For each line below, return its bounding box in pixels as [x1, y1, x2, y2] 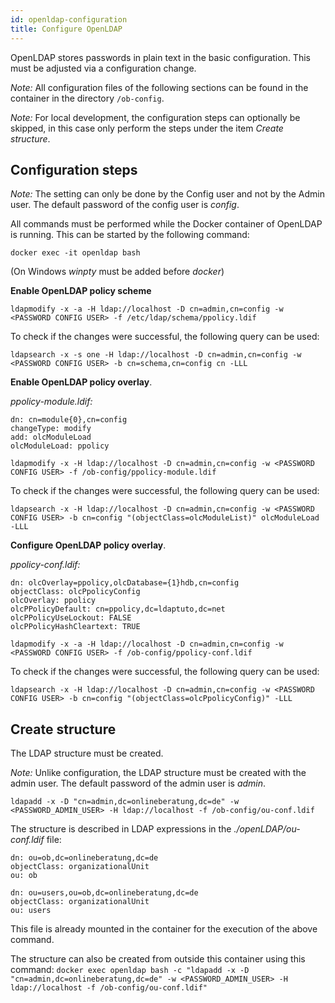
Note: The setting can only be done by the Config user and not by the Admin [10, 188, 326, 200]
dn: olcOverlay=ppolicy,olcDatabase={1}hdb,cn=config [10, 578, 240, 588]
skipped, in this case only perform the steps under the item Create [10, 122, 284, 134]
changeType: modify [10, 424, 92, 434]
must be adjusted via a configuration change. [10, 62, 197, 74]
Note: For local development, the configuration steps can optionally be [10, 111, 301, 123]
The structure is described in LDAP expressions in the [10, 823, 232, 835]
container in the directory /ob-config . [10, 92, 165, 104]
